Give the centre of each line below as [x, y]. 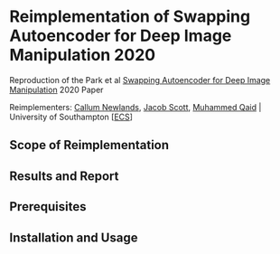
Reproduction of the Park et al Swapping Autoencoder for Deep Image [140, 80]
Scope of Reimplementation [89, 145]
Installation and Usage [74, 237]
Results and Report [64, 176]
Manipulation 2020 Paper [56, 89]
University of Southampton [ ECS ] [71, 117]
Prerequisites [48, 207]
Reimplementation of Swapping [130, 17]
